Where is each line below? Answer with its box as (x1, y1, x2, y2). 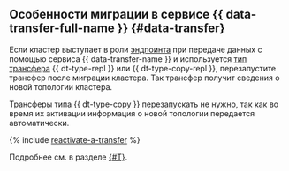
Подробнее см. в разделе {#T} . (9, 152, 128, 162)
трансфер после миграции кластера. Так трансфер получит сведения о (9, 72, 280, 83)
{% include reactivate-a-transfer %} (9, 134, 141, 145)
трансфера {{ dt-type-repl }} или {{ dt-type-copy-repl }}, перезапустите (9, 63, 277, 73)
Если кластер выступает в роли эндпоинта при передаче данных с (9, 44, 262, 55)
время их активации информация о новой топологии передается (9, 108, 255, 118)
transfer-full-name (9, 21, 115, 36)
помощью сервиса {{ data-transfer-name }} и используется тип (9, 53, 247, 64)
